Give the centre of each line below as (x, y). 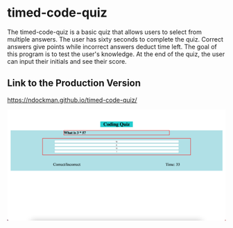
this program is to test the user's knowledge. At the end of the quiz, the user (116, 54)
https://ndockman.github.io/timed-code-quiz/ (72, 100)
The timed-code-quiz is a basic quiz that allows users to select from (105, 32)
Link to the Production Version (74, 84)
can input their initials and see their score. (67, 61)
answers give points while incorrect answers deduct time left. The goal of (112, 46)
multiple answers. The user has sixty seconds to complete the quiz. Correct (115, 39)
